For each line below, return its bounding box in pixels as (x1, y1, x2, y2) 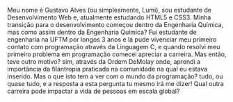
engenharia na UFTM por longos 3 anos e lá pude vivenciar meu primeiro (7, 35, 217, 44)
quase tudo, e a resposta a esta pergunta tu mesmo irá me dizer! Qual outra (7, 80, 224, 87)
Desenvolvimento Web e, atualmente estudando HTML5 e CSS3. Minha (7, 13, 211, 22)
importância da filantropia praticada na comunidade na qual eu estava (7, 65, 208, 73)
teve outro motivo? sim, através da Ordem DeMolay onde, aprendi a (7, 58, 201, 65)
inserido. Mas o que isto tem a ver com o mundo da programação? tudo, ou (7, 72, 224, 80)
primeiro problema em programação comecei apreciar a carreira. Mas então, (7, 50, 227, 58)
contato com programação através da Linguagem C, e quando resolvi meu (7, 43, 220, 51)
